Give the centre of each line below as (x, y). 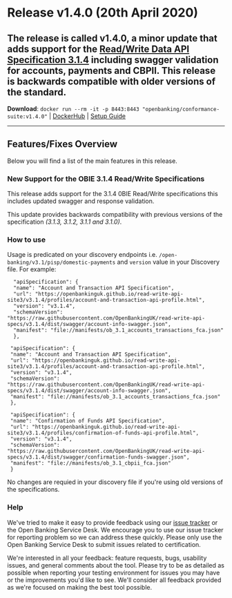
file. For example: (32, 269)
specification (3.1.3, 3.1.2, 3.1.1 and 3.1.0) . (65, 222)
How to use (27, 240)
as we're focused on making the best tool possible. (80, 587)
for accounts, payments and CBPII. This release (112, 70)
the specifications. (33, 490)
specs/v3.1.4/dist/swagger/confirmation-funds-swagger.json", (98, 457)
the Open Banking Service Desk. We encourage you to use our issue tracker (115, 530)
